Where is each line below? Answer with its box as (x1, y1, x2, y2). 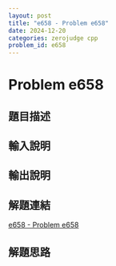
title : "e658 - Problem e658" (8, 19, 110, 27)
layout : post (8, 11, 52, 20)
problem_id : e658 (8, 42, 66, 50)
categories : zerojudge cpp (8, 34, 98, 42)
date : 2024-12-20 (8, 26, 66, 34)
